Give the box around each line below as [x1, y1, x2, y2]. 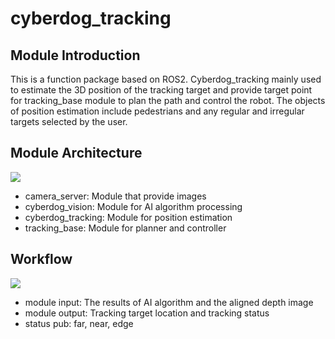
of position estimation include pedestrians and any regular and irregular [10, 105, 305, 117]
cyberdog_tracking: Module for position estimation [24, 211, 233, 223]
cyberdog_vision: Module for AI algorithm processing [24, 200, 243, 212]
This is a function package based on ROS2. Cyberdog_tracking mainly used [10, 73, 322, 85]
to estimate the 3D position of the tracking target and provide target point [10, 84, 313, 96]
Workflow [10, 251, 73, 268]
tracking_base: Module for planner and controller [24, 222, 227, 234]
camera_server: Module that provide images [24, 190, 207, 202]
